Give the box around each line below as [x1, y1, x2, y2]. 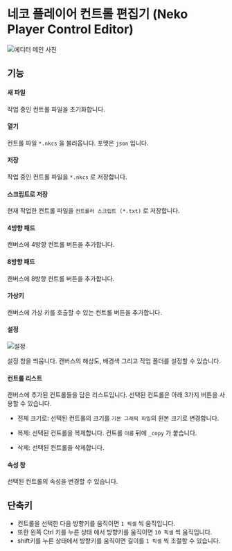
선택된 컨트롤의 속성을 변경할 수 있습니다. [7, 478, 118, 486]
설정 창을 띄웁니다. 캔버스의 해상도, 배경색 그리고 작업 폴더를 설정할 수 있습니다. [7, 356, 222, 365]
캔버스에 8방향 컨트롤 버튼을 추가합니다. [7, 274, 115, 283]
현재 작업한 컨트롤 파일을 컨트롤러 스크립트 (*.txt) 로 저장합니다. [7, 207, 180, 215]
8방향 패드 [7, 257, 35, 265]
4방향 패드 [7, 223, 36, 232]
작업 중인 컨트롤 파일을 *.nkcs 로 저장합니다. [7, 173, 127, 181]
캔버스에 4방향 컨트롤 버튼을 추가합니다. [7, 240, 115, 249]
